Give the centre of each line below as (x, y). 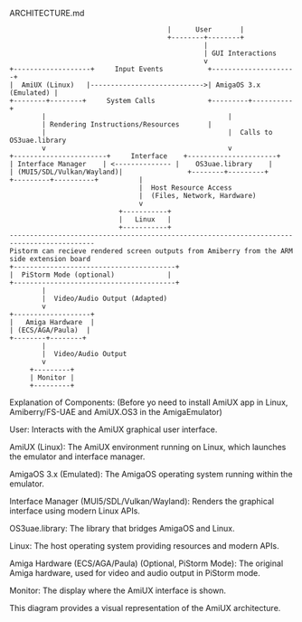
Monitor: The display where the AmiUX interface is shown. (118, 590)
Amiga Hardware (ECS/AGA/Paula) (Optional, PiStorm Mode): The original (146, 563)
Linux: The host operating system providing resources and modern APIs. (144, 546)
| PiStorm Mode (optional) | (90, 275)
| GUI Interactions (240, 53)
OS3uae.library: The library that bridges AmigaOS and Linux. (122, 528)
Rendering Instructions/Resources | (131, 125)
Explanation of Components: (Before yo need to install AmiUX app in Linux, (149, 402)
